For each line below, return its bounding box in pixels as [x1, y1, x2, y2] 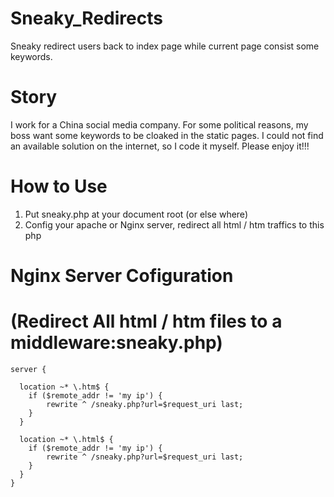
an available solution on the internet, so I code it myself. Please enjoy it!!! [10, 140, 310, 152]
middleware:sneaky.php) [10, 332, 223, 354]
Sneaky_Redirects [10, 7, 163, 30]
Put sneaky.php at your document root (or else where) [24, 208, 248, 220]
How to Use [10, 175, 108, 198]
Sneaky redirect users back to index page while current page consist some [10, 40, 320, 52]
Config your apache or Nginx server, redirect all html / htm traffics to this [24, 218, 325, 231]
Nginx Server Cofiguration [10, 265, 234, 287]
